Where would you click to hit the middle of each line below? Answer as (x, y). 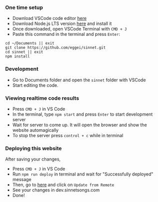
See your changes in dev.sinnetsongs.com (56, 190)
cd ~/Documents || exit (30, 43)
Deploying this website (34, 148)
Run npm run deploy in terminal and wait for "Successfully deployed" (83, 174)
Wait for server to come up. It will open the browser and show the (79, 125)
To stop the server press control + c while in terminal (68, 135)
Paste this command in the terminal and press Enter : (66, 34)
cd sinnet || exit (24, 52)
